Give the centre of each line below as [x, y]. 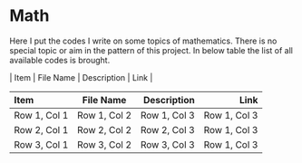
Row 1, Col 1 [41, 115]
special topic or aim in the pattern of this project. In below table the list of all [151, 50]
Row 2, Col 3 [167, 129]
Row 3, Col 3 [167, 144]
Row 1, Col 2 [104, 115]
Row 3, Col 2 [104, 144]
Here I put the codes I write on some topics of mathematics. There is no [143, 41]
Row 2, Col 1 [41, 129]
